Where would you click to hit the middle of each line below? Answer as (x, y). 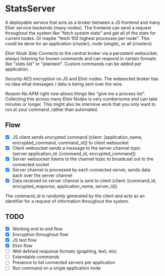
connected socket (31, 164)
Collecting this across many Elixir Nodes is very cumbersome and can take (81, 99)
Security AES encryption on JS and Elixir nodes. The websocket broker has (82, 79)
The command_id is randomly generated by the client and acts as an (75, 196)
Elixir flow (22, 246)
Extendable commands (36, 257)
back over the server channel (42, 175)
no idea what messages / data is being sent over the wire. (64, 84)
